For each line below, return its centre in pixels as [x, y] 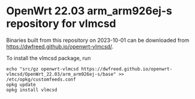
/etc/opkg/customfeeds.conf [41, 79]
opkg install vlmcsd [32, 90]
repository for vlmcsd [61, 24]
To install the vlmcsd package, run [48, 58]
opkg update [21, 85]
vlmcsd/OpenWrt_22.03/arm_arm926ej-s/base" [61, 74]
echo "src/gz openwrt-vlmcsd [42, 69]
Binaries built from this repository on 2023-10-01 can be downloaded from [98, 40]
